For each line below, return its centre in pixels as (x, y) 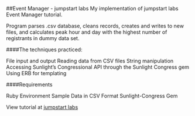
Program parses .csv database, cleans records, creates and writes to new (95, 26)
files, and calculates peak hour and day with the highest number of (87, 32)
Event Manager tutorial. (34, 15)
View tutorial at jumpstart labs (42, 107)
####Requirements (29, 85)
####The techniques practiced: (45, 50)
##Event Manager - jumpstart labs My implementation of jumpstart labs (92, 8)
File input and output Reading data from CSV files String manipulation (90, 61)
